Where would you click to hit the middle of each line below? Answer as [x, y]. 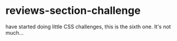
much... [15, 32]
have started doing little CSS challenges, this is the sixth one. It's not [88, 27]
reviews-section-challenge [73, 11]
